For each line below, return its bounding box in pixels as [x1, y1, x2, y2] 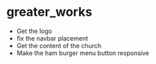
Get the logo [16, 27, 53, 35]
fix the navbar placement [16, 34, 88, 42]
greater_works [6, 4, 93, 20]
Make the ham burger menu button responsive [16, 49, 150, 57]
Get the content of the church [16, 41, 102, 50]
